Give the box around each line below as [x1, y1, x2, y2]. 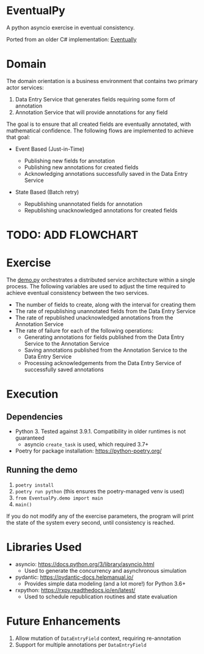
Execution [6, 387, 59, 401]
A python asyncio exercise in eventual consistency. [6, 24, 136, 31]
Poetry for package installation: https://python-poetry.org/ [15, 447, 162, 454]
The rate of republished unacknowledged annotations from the [15, 314, 173, 321]
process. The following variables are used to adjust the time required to [6, 283, 186, 290]
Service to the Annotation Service [24, 340, 110, 347]
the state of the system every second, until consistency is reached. [6, 518, 175, 526]
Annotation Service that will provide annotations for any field [15, 108, 168, 116]
